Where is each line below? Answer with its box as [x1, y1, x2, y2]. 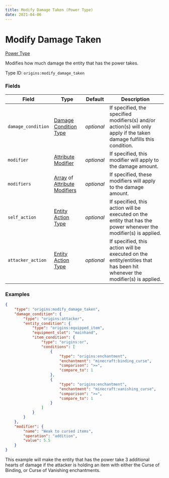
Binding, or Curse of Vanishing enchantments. [5, 467, 101, 473]
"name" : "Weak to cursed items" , [23, 429, 94, 434]
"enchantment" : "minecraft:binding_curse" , [59, 358, 152, 364]
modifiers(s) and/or [109, 116, 156, 124]
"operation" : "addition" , [23, 433, 78, 439]
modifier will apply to [109, 156, 159, 163]
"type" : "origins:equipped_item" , [32, 326, 105, 331]
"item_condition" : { [32, 335, 75, 340]
